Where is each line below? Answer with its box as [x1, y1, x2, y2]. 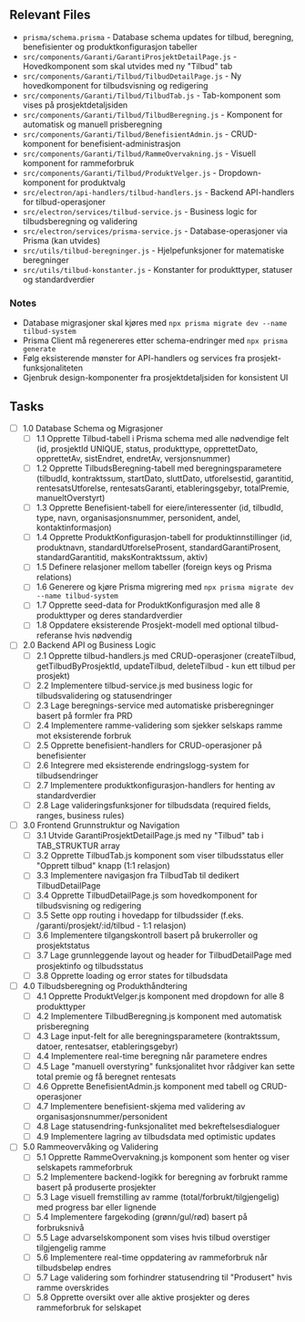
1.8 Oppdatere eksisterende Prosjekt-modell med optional [36, 619, 253, 630]
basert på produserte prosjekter [36, 1181, 157, 1193]
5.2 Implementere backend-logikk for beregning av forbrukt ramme [36, 1171, 289, 1182]
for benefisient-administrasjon [67, 138, 181, 149]
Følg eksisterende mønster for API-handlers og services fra [22, 353, 246, 364]
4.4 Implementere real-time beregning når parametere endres [36, 1050, 268, 1061]
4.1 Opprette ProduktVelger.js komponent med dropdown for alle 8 [36, 990, 285, 1002]
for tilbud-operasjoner [22, 196, 107, 207]
